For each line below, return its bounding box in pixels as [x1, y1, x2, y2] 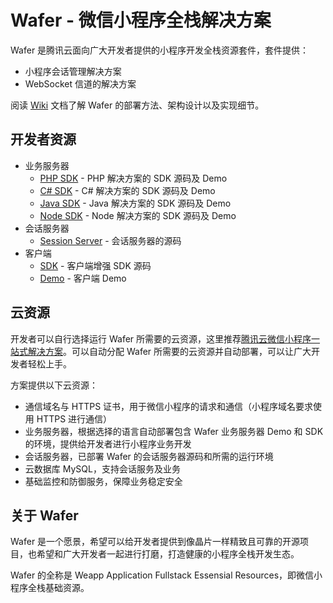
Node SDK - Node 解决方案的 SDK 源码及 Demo [39, 209, 237, 221]
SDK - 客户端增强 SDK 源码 [39, 259, 152, 271]
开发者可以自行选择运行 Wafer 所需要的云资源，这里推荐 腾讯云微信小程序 [10, 332, 312, 345]
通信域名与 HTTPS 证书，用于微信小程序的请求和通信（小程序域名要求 [24, 400, 314, 412]
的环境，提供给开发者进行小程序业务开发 [24, 437, 192, 450]
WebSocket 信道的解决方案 [24, 77, 137, 90]
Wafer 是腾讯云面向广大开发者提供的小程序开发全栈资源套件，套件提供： [10, 44, 310, 56]
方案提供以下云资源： [10, 379, 98, 391]
